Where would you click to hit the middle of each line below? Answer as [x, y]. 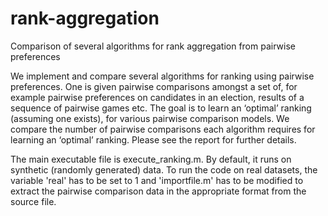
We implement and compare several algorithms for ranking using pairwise [162, 76]
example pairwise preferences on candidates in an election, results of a [157, 97]
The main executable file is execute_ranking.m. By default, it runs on [151, 159]
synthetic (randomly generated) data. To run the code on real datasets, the [164, 169]
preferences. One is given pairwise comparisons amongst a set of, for [154, 86]
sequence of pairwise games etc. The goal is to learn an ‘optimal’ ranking [161, 108]
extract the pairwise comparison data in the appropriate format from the [158, 191]
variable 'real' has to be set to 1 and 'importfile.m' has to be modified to [157, 180]
